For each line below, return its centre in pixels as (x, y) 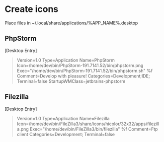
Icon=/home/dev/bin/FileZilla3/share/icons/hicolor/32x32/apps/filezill (88, 124)
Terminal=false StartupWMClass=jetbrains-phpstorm (71, 81)
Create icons (32, 9)
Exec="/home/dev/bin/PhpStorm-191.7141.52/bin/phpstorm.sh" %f (84, 71)
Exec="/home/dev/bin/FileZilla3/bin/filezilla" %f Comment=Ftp (94, 129)
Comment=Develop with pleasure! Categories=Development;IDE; (83, 76)
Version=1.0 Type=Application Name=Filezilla (63, 118)
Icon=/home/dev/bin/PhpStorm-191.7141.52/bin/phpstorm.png (80, 65)
